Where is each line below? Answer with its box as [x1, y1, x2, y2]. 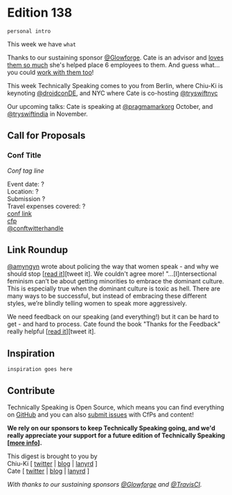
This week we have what [7, 40, 76, 48]
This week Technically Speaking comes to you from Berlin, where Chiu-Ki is [7, 81, 224, 89]
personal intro [7, 28, 51, 35]
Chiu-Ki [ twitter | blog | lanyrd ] [7, 460, 98, 468]
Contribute [7, 385, 55, 397]
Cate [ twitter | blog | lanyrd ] [7, 467, 90, 476]
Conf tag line [7, 166, 44, 175]
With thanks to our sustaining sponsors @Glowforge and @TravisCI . [7, 480, 202, 489]
